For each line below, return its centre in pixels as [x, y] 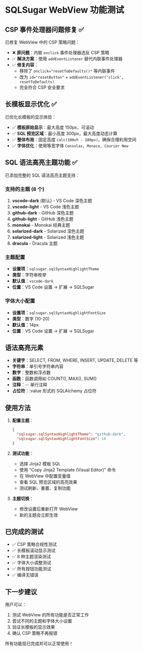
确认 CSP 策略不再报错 [35, 633]
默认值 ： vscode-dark [33, 281]
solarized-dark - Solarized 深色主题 [48, 231]
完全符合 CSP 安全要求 [42, 87]
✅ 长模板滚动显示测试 [34, 550]
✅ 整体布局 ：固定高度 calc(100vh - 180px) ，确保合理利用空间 [74, 139]
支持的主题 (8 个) [25, 189]
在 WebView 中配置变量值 [45, 476]
